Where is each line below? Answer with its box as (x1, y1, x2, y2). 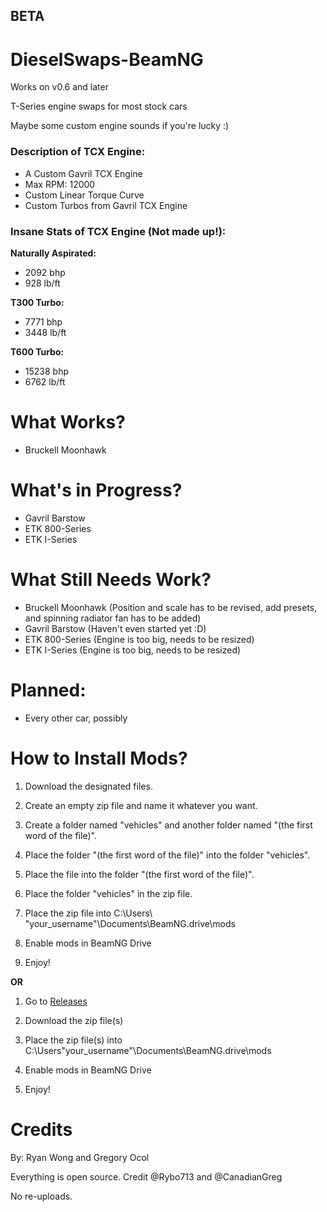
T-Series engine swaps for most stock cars (10, 100, 188, 113)
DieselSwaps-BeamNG (10, 48, 204, 71)
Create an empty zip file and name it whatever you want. (24, 799, 258, 811)
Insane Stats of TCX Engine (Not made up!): (10, 224, 227, 238)
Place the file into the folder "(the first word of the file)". (24, 868, 255, 880)
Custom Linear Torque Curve (24, 189, 145, 201)
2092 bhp (24, 266, 66, 278)
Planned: (10, 679, 87, 701)
